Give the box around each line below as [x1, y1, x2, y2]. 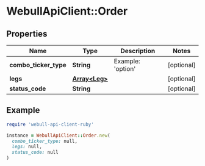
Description [120, 47, 156, 55]
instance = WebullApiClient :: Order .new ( [6, 132, 111, 139]
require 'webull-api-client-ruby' [6, 121, 95, 128]
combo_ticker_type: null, [12, 138, 78, 144]
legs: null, [12, 143, 43, 150]
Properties [6, 29, 48, 39]
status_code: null [12, 150, 59, 156]
